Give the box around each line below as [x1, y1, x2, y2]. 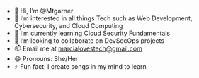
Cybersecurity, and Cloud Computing [13, 22, 123, 30]
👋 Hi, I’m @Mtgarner [13, 7, 74, 15]
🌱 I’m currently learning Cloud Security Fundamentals [13, 29, 171, 37]
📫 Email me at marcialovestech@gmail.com [13, 44, 143, 53]
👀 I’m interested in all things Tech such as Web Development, [13, 14, 193, 22]
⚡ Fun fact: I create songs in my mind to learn [13, 63, 147, 70]
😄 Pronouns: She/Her [13, 55, 79, 63]
